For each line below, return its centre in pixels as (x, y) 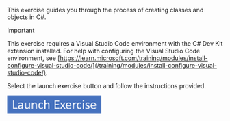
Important (21, 30)
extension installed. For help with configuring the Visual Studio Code (104, 51)
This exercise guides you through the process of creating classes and (105, 10)
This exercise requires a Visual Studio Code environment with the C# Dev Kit (115, 43)
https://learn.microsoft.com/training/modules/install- (134, 58)
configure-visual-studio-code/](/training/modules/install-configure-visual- (112, 65)
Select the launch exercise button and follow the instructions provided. (107, 86)
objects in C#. (27, 17)
